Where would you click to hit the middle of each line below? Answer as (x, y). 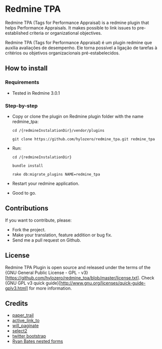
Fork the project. (29, 229)
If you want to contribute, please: (38, 220)
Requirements (22, 82)
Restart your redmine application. (46, 183)
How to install (26, 68)
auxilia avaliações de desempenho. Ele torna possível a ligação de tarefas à (81, 48)
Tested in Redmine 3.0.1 (36, 93)
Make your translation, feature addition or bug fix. (62, 235)
